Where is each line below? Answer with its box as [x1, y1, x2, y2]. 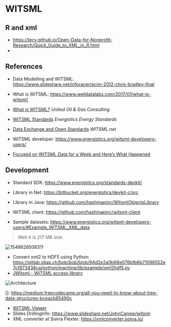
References [5, 62, 43, 71]
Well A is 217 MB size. [17, 234, 64, 240]
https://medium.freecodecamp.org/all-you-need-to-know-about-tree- [11, 289, 158, 295]
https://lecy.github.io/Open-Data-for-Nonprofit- [12, 37, 113, 43]
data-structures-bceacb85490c [5, 295, 72, 301]
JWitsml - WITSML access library [12, 270, 83, 276]
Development [5, 166, 49, 174]
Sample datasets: [12, 219, 49, 225]
